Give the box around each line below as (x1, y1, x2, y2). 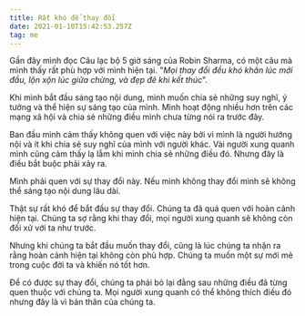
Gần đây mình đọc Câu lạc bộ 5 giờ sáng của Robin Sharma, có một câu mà (9, 56, 293, 66)
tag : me (9, 30, 39, 39)
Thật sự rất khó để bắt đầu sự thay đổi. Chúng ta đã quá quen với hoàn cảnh (9, 203, 296, 214)
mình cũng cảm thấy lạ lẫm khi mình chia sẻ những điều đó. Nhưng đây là (9, 148, 285, 159)
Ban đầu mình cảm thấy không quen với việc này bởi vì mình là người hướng (9, 129, 293, 140)
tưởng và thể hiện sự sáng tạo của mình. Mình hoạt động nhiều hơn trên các (9, 102, 294, 113)
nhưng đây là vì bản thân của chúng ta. (9, 297, 157, 308)
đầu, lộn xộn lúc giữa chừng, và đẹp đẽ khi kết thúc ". (9, 75, 208, 86)
